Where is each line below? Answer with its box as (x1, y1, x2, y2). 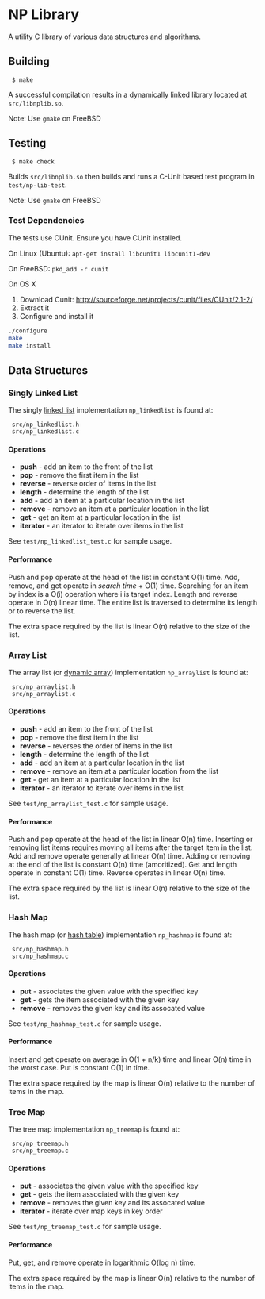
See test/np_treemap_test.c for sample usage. (8, 1222, 161, 1232)
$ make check (11, 157, 55, 166)
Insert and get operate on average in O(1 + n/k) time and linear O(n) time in (8, 1054, 252, 1064)
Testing (8, 136, 47, 150)
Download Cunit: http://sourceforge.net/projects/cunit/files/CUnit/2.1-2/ (19, 294, 253, 304)
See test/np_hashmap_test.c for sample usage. (8, 1018, 161, 1028)
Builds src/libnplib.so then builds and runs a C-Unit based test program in (8, 171, 255, 181)
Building (8, 55, 50, 68)
